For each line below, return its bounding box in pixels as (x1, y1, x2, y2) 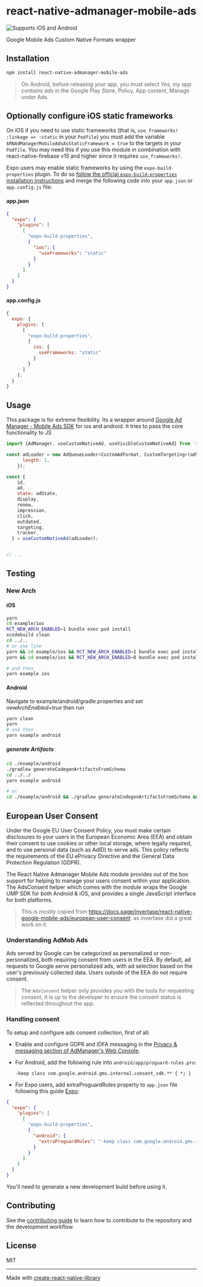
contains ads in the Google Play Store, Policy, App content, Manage (21, 86, 190, 94)
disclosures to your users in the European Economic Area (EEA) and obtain (6, 833, 192, 841)
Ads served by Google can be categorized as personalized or (6, 950, 159, 957)
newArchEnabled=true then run (6, 704, 85, 711)
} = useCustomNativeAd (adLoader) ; (11, 536, 98, 542)
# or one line (6, 643, 42, 649)
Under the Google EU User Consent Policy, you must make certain (6, 827, 171, 834)
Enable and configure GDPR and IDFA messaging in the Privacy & (14, 1040, 178, 1048)
